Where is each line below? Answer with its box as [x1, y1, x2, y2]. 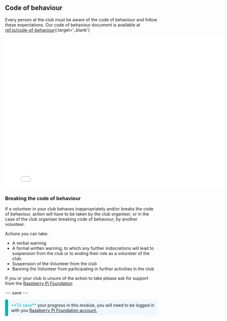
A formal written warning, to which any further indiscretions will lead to [12, 245, 154, 251]
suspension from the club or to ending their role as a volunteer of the [12, 251, 150, 257]
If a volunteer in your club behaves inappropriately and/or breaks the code [5, 206, 154, 212]
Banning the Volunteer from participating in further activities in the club [12, 266, 154, 272]
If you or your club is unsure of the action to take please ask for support [5, 275, 149, 281]
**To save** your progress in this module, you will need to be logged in [11, 303, 155, 308]
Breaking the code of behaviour [5, 195, 81, 202]
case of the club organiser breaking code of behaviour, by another [5, 216, 138, 222]
